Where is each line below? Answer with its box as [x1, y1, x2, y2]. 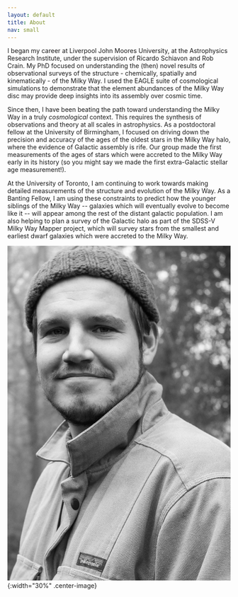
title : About [7, 18, 46, 26]
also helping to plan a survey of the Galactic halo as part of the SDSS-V [7, 216, 216, 226]
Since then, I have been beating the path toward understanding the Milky [7, 105, 220, 114]
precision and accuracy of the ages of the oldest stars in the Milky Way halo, [7, 135, 231, 144]
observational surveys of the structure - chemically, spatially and [7, 69, 197, 78]
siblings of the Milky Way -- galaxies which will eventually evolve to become [7, 202, 229, 210]
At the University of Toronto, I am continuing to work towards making [7, 179, 209, 187]
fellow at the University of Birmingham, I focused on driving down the [7, 128, 210, 137]
